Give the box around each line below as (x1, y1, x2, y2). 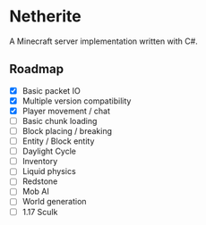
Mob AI (21, 186, 49, 197)
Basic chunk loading (21, 115, 98, 126)
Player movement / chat (21, 105, 110, 116)
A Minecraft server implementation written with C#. (9, 36, 199, 46)
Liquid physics (21, 166, 76, 177)
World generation (21, 196, 87, 207)
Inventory (21, 156, 58, 167)
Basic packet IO (21, 85, 81, 96)
